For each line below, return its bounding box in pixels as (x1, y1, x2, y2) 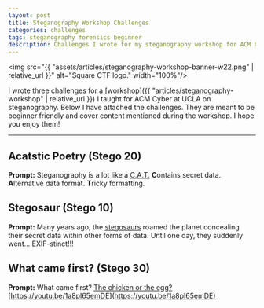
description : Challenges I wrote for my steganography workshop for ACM (8, 41, 251, 49)
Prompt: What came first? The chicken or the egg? (8, 282, 173, 291)
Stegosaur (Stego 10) (8, 201, 114, 214)
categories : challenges (8, 26, 86, 34)
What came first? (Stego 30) (8, 262, 151, 275)
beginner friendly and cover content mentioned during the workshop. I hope (8, 111, 255, 120)
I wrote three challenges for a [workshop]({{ (8, 86, 151, 95)
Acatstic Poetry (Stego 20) (8, 149, 142, 163)
